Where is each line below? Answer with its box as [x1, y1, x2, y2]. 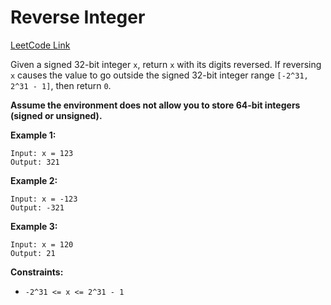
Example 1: [10, 129, 57, 141]
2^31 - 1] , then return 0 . [10, 79, 112, 91]
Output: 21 [10, 248, 56, 258]
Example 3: [10, 220, 58, 232]
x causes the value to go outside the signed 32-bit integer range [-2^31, [10, 69, 309, 81]
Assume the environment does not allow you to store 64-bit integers [10, 99, 301, 111]
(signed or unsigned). [10, 109, 103, 121]
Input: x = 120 [10, 239, 74, 250]
